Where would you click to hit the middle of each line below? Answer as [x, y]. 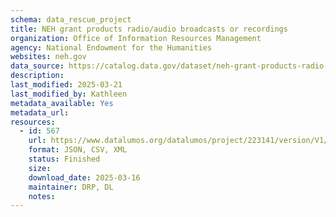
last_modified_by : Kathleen [69, 94]
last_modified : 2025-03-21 [66, 85]
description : [37, 76]
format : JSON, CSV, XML [78, 150]
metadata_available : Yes [62, 103]
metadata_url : [40, 112]
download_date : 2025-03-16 [84, 177]
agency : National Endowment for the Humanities [111, 47]
